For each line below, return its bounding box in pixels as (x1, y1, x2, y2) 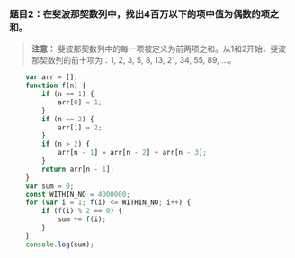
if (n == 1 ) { (41, 90, 94, 99)
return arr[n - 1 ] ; (41, 165, 115, 173)
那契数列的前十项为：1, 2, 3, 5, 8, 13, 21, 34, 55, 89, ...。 (31, 55, 237, 66)
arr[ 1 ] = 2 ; (57, 123, 103, 132)
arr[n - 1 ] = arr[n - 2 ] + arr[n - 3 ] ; (57, 148, 207, 157)
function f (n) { (25, 81, 87, 91)
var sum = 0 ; (25, 182, 75, 191)
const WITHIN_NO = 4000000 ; (25, 190, 130, 199)
